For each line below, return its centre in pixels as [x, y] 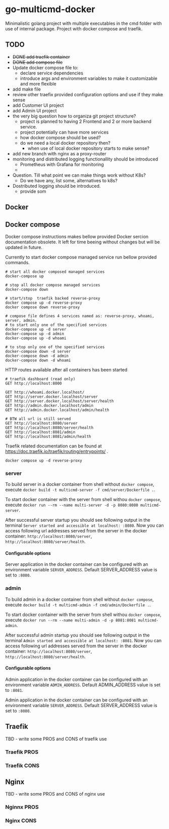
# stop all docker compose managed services [53, 285]
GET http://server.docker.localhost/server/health [60, 401]
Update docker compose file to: [45, 67]
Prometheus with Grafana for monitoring [62, 164]
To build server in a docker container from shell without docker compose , [80, 484]
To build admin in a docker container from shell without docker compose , [79, 599]
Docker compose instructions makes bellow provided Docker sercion [77, 236]
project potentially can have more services [64, 132]
